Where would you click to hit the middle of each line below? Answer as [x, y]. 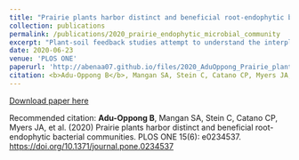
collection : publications [57, 26]
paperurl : [28, 68]
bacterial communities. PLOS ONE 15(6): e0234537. [147, 136]
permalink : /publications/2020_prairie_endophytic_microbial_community [145, 34]
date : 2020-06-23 [41, 51]
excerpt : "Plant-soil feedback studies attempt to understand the [135, 42]
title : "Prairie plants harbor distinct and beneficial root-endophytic [147, 17]
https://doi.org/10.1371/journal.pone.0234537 [92, 146]
